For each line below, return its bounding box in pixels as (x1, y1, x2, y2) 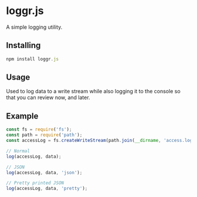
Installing (6, 40, 41, 50)
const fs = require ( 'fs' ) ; (6, 127, 72, 133)
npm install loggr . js (6, 56, 59, 62)
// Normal (6, 148, 30, 154)
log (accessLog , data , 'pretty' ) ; (6, 186, 88, 192)
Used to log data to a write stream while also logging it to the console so (6, 88, 181, 95)
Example (6, 111, 39, 121)
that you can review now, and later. (6, 94, 90, 101)
